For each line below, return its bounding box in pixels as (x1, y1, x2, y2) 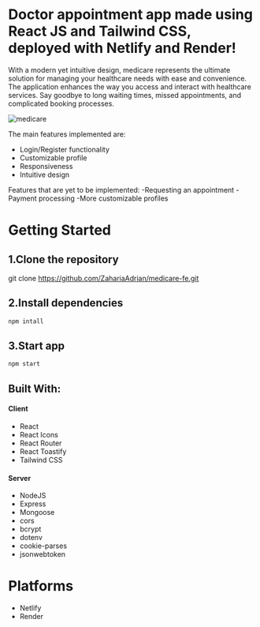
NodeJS (19, 491, 46, 501)
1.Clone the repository (8, 253, 120, 266)
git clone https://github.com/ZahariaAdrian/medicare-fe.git (8, 273, 199, 283)
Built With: (8, 381, 61, 396)
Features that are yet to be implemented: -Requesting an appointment (8, 185, 235, 194)
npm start (8, 360, 41, 368)
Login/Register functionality (19, 145, 110, 154)
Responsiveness (19, 161, 73, 171)
